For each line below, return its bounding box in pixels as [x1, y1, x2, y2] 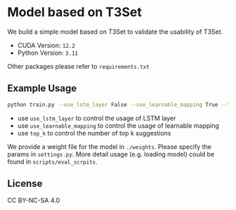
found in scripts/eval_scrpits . [7, 157, 98, 166]
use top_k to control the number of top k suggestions [17, 129, 171, 137]
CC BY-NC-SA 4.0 [7, 196, 60, 204]
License [7, 178, 43, 190]
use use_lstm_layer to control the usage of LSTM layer [17, 114, 176, 122]
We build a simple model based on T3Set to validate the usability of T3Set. [7, 27, 223, 36]
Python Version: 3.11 [17, 48, 79, 57]
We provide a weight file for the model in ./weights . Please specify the [7, 142, 212, 151]
